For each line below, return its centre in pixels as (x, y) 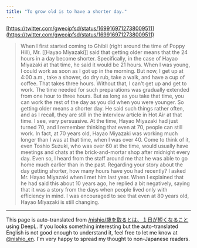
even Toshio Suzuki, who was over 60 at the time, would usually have (104, 146)
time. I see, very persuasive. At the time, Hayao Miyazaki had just (99, 120)
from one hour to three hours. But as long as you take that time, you (102, 96)
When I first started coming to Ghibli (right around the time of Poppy (103, 46)
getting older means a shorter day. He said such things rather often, (102, 108)
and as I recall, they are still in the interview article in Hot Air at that (101, 115)
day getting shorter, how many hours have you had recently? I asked (103, 170)
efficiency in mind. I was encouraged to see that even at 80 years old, (105, 196)
